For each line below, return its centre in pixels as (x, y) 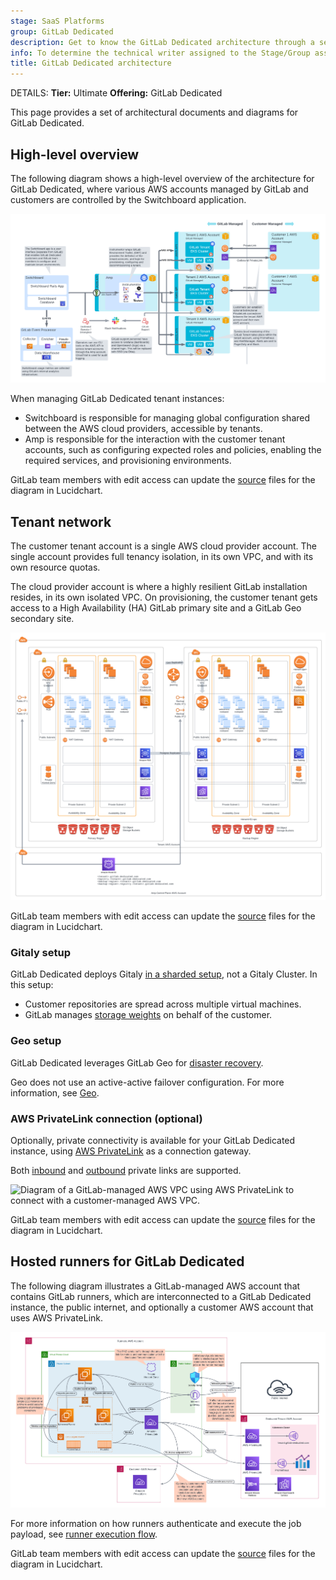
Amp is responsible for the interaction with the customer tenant (155, 439)
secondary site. (42, 618)
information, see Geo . (55, 1092)
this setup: (32, 985)
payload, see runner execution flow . (84, 1534)
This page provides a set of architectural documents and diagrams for (154, 112)
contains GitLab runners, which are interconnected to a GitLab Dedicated (161, 1296)
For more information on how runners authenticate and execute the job (156, 1524)
